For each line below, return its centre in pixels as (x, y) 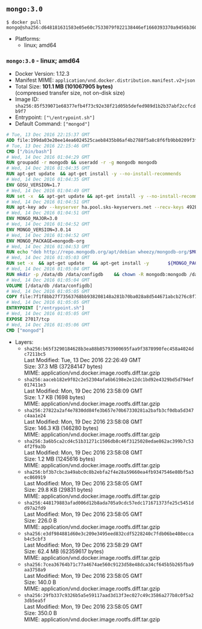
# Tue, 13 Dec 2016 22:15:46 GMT (48, 146)
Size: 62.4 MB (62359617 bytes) (64, 551)
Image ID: (27, 99)
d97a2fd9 (35, 508)
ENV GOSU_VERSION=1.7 (33, 185)
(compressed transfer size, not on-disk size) (70, 93)
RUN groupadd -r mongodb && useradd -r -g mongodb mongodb (82, 163)
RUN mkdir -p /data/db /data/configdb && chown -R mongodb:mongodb (96, 274)
